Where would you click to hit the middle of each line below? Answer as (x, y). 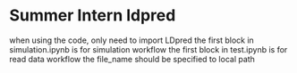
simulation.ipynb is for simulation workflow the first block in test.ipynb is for (148, 49)
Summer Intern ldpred (93, 16)
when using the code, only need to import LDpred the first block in (132, 40)
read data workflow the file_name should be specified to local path (132, 59)
